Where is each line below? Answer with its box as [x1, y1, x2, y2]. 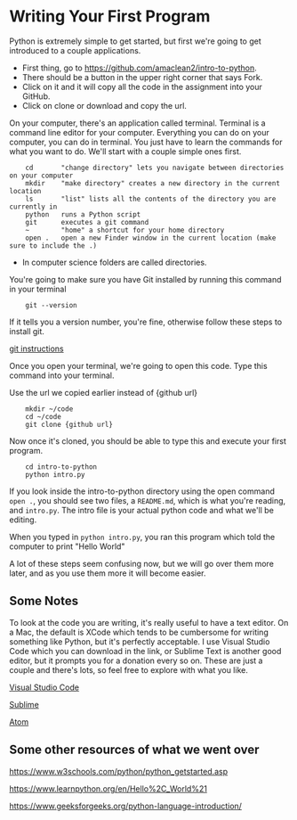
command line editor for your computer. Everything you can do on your [9, 127, 269, 137]
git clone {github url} [25, 420, 114, 429]
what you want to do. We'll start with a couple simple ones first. [9, 145, 242, 157]
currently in [9, 202, 58, 211]
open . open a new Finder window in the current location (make [25, 234, 277, 242]
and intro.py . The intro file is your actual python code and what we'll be [9, 504, 274, 515]
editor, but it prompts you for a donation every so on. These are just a [9, 655, 263, 666]
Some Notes [9, 594, 78, 609]
